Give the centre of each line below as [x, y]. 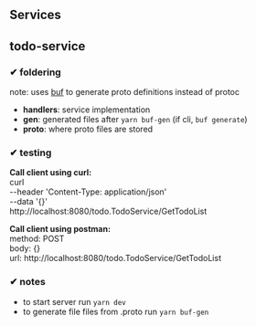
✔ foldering [35, 72]
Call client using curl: [51, 173]
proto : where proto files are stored [88, 129]
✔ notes [27, 282]
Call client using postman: [60, 229]
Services [36, 15]
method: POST [37, 239]
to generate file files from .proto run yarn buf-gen [116, 311]
